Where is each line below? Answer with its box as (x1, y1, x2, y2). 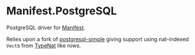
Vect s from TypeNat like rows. (6, 42, 81, 49)
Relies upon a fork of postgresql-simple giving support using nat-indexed (6, 35, 189, 42)
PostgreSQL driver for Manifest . (6, 24, 86, 31)
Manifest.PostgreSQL (6, 4, 117, 18)
